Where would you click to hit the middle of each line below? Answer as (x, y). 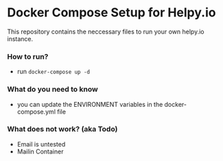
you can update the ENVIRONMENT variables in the (90, 104)
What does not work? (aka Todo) (62, 129)
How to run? (28, 56)
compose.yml (36, 112)
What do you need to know (52, 89)
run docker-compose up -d (54, 72)
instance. (20, 38)
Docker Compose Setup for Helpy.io (111, 13)
